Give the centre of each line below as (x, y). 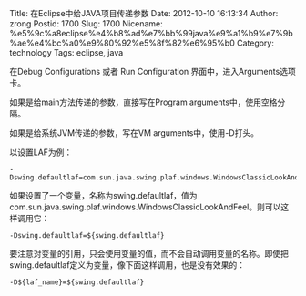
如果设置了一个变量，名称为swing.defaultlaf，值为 (103, 195)
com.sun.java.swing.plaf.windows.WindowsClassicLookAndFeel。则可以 (145, 207)
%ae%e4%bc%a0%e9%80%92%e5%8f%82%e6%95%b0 (122, 43)
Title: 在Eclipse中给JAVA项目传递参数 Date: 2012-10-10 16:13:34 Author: (144, 13)
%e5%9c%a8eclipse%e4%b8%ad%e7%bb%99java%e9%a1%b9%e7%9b (151, 33)
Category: (255, 43)
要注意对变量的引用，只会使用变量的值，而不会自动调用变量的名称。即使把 (149, 254)
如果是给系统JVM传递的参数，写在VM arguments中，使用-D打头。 (134, 133)
